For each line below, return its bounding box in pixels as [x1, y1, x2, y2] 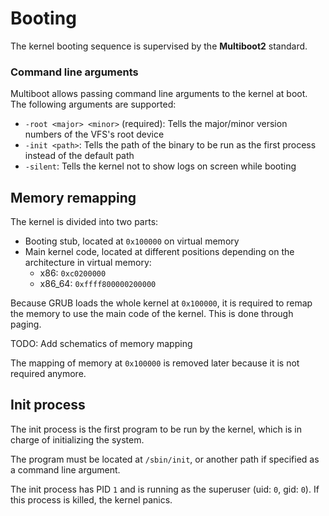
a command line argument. [10, 463, 121, 476]
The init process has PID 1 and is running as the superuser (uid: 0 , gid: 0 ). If [10, 483, 320, 495]
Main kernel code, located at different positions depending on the [24, 246, 295, 258]
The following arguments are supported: [10, 98, 177, 111]
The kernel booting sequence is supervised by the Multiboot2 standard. [10, 40, 308, 52]
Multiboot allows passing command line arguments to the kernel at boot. [10, 88, 308, 100]
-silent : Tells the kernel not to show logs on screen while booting [24, 160, 297, 172]
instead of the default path [24, 150, 135, 162]
